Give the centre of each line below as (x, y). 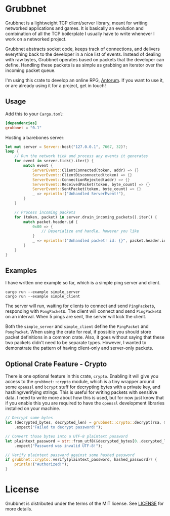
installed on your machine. (33, 409)
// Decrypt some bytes (29, 418)
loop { (12, 152)
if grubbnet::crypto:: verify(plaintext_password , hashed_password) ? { (81, 460)
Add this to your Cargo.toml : (35, 114)
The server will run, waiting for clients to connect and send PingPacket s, (80, 306)
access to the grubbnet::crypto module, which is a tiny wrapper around (80, 382)
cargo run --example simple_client (43, 297)
